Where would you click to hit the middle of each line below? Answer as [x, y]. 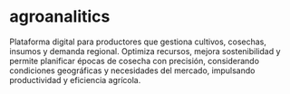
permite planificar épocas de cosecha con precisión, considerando [135, 61]
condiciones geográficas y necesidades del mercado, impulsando [132, 70]
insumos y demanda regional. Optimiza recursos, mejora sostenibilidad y [145, 51]
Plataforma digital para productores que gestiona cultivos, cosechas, [138, 42]
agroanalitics [60, 17]
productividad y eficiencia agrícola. [75, 80]
